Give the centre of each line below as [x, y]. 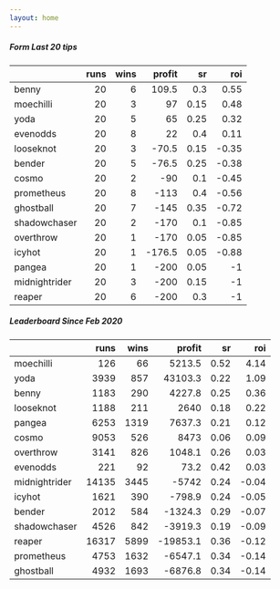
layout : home [34, 18]
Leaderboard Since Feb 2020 [66, 321]
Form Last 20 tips [43, 47]
